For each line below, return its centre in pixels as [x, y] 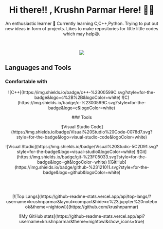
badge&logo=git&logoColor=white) [72, 162]
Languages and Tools [38, 68]
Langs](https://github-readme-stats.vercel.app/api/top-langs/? [88, 196]
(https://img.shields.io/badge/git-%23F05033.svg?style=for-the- [82, 157]
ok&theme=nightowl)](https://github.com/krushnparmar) [82, 207]
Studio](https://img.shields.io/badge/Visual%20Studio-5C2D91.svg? [90, 146]
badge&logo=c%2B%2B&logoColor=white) [77, 97]
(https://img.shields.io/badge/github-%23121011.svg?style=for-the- [82, 167]
